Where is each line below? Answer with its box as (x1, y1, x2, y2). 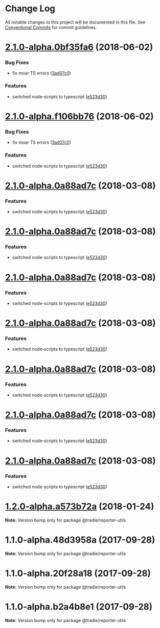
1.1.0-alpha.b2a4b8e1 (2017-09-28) (5, 601, 153, 612)
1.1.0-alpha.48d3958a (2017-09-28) (5, 534, 156, 546)
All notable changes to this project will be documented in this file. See (5, 19, 146, 25)
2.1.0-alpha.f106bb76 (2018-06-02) (5, 111, 154, 122)
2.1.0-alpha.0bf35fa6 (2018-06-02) (5, 42, 153, 53)
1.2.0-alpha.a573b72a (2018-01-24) (5, 501, 154, 512)
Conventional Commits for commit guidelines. (5, 24, 97, 30)
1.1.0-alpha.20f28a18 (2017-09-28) (5, 568, 151, 579)
